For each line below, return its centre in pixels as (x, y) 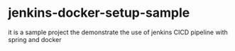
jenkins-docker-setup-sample (99, 13)
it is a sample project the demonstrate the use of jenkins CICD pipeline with (118, 32)
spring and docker (35, 39)
